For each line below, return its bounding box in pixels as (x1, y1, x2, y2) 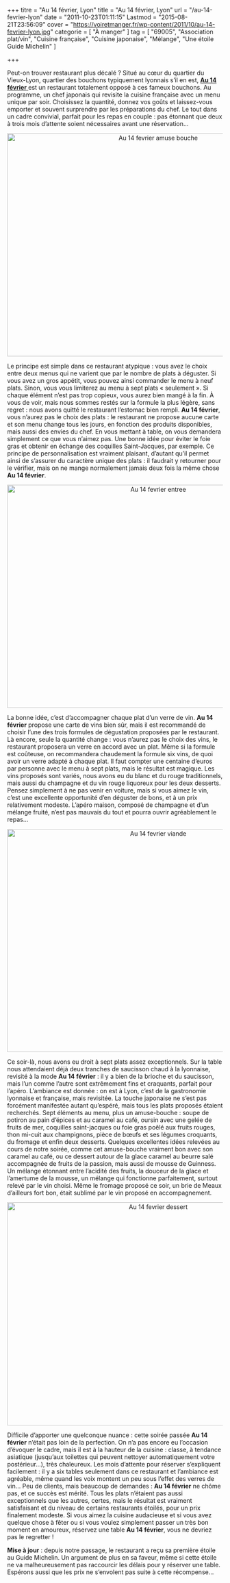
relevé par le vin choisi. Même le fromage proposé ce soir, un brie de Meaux (7, 1182, 222, 1189)
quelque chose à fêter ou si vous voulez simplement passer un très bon (7, 1519, 209, 1526)
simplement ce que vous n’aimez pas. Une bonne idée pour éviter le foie (7, 435, 211, 443)
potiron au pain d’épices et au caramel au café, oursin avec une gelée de (7, 1116, 212, 1124)
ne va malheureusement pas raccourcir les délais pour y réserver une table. (7, 1561, 221, 1569)
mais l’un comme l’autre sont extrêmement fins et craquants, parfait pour (7, 1080, 212, 1088)
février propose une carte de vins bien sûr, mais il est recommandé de (7, 721, 206, 729)
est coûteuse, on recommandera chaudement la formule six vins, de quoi (7, 750, 214, 758)
